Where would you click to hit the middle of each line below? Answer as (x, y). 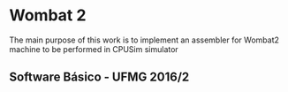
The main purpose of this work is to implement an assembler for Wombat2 (144, 40)
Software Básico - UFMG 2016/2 (99, 77)
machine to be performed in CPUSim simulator (94, 49)
